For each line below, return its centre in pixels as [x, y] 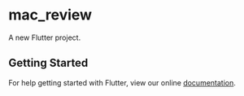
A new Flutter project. [45, 37]
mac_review [50, 15]
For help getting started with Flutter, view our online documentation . [122, 82]
